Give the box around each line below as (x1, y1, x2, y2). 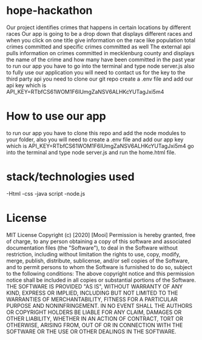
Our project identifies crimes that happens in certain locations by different (6, 24, 191, 31)
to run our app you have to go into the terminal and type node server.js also (6, 62, 195, 70)
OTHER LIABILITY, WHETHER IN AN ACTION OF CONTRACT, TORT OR (6, 315, 183, 322)
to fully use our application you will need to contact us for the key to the (6, 68, 186, 76)
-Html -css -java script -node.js (6, 190, 86, 197)
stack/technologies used (6, 170, 135, 184)
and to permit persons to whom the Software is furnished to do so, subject (6, 263, 193, 270)
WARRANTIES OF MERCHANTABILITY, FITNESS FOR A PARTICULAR (6, 295, 178, 303)
